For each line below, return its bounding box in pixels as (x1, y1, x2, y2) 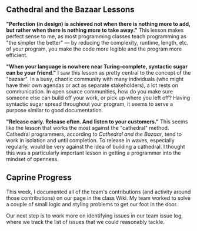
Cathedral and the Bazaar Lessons (6, 5, 135, 15)
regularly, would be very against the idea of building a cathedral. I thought (6, 143, 185, 150)
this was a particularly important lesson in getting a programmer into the (6, 149, 181, 156)
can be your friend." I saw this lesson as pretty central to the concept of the (6, 69, 191, 76)
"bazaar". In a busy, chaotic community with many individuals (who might (6, 75, 184, 82)
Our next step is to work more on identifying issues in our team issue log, (6, 212, 183, 219)
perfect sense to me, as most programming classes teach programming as (6, 32, 187, 40)
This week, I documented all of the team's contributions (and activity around (6, 188, 191, 195)
